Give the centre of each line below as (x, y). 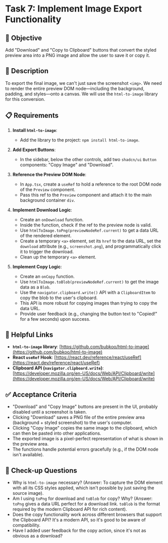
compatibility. (26, 525)
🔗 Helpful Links (29, 335)
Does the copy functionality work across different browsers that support (87, 514)
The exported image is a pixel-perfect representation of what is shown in (88, 439)
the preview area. (30, 444)
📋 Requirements (32, 116)
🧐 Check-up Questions (41, 470)
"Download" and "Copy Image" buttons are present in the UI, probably (85, 406)
